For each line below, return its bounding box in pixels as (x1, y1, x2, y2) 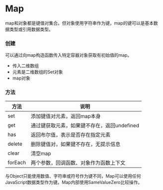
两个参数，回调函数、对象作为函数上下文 (30, 159, 126, 166)
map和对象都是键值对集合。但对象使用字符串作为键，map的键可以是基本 (5, 20, 154, 26)
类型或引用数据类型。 (9, 26, 53, 32)
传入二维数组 (12, 63, 39, 69)
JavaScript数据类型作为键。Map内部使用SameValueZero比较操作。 (5, 179, 143, 185)
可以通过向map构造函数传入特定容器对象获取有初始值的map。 (5, 52, 132, 58)
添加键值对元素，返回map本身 (30, 112, 101, 119)
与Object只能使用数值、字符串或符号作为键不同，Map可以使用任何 (5, 173, 141, 179)
